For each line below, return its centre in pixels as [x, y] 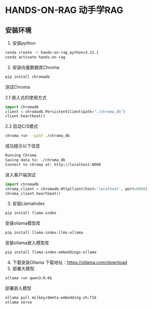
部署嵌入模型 [18, 288]
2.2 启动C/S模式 [22, 126]
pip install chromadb [28, 77]
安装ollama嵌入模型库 [27, 243]
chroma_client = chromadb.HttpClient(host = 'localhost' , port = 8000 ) [76, 189]
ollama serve [19, 302]
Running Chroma [21, 155]
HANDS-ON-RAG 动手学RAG [64, 10]
